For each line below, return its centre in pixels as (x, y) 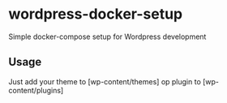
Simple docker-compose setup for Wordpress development (107, 36)
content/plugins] (36, 90)
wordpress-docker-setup (96, 14)
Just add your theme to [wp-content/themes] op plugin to (105, 81)
